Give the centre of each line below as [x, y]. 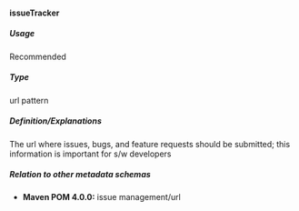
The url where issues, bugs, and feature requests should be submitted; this [150, 144]
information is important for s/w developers [90, 154]
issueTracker [35, 13]
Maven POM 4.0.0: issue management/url [102, 197]
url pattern [29, 100]
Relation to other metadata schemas [80, 175]
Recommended [38, 56]
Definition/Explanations [55, 121]
